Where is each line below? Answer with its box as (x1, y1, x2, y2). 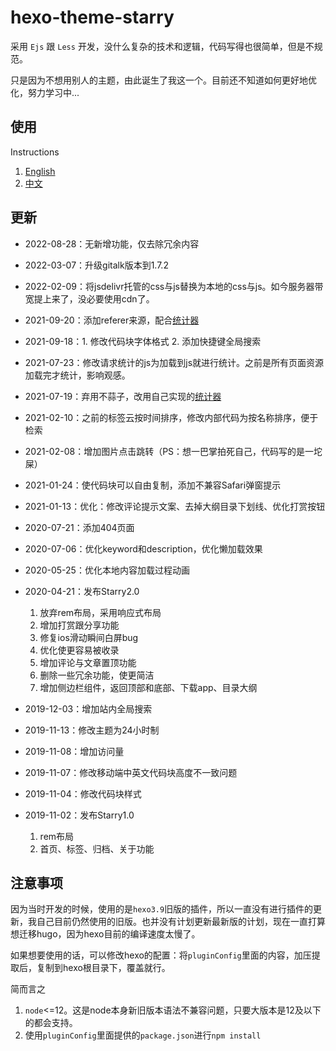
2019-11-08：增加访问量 (24, 745, 125, 757)
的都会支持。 (24, 1017, 78, 1029)
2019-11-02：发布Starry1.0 (24, 809, 135, 821)
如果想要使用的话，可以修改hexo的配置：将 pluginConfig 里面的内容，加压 (10, 949, 312, 961)
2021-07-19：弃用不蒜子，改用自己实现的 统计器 (24, 390, 222, 402)
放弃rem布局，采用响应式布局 (39, 606, 162, 618)
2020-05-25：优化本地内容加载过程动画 (24, 564, 190, 576)
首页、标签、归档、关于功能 (39, 842, 155, 855)
